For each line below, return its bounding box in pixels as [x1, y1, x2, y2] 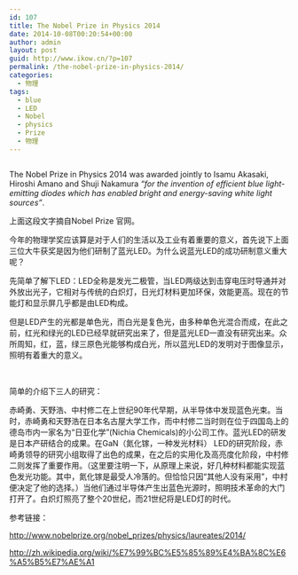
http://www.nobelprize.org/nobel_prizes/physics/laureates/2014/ [9, 530, 247, 540]
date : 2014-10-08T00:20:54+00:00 [9, 29, 133, 38]
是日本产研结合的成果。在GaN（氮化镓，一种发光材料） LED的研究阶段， [9, 437, 276, 448]
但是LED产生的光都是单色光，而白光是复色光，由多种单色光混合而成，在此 [9, 316, 281, 327]
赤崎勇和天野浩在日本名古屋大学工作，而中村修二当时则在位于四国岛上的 [24, 415, 289, 426]
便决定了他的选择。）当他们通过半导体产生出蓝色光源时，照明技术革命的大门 [9, 482, 286, 492]
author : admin [9, 37, 62, 47]
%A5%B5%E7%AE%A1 [9, 556, 95, 567]
